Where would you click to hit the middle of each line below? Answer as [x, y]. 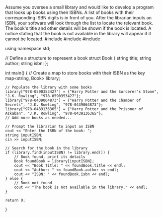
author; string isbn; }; [27, 63]
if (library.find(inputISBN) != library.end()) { [58, 152]
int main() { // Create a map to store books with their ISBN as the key [75, 73]
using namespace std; [28, 48]
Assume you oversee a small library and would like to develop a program [80, 7]
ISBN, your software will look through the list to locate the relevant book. [79, 23]
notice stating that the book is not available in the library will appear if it [78, 34]
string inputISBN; [24, 135]
